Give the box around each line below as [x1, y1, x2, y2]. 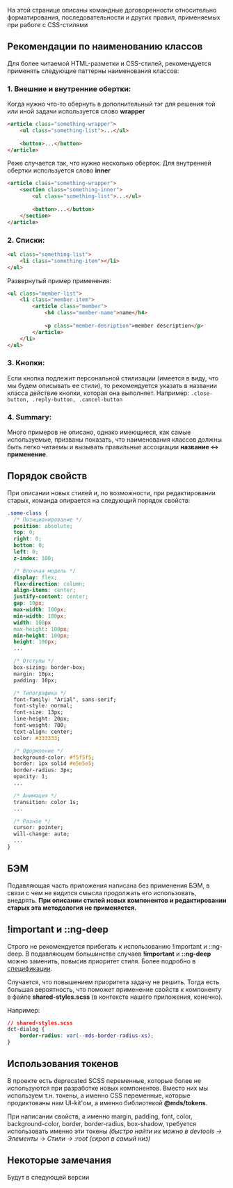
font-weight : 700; [13, 722, 67, 729]
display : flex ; [13, 574, 58, 581]
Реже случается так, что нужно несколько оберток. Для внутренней [7, 159, 211, 168]
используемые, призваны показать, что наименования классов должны [7, 435, 223, 444]
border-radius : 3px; [13, 766, 73, 774]
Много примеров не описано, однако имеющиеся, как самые [7, 428, 191, 436]
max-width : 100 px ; [13, 607, 67, 613]
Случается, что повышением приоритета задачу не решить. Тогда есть [7, 977, 220, 986]
